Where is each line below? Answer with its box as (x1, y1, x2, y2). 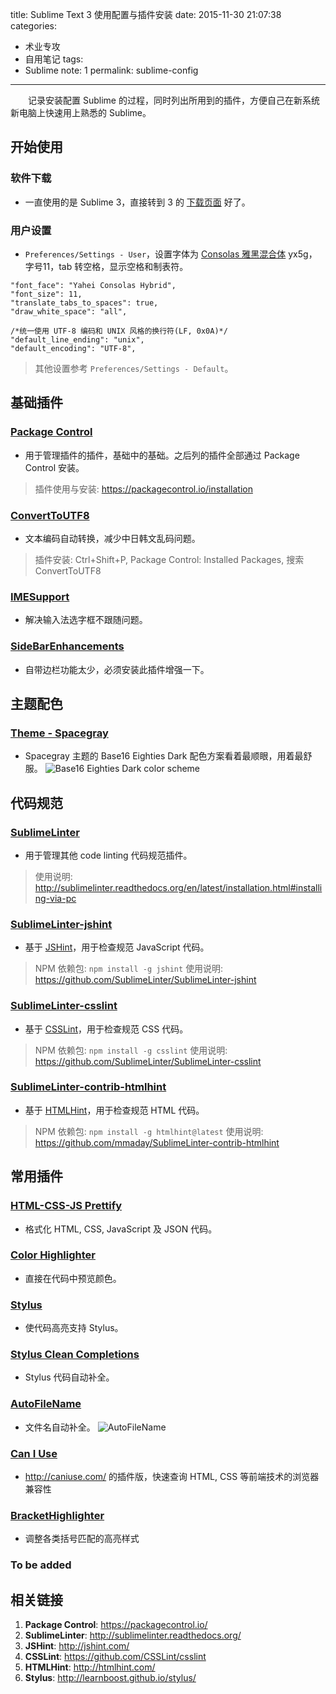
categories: (10, 20, 57, 32)
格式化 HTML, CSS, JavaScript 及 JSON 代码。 (24, 1223, 218, 1235)
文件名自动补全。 (24, 1421, 96, 1433)
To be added (10, 1558, 72, 1572)
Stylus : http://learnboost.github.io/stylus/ (24, 1672, 197, 1684)
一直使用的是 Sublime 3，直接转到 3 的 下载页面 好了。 (24, 196, 251, 208)
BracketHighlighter (10, 1508, 105, 1522)
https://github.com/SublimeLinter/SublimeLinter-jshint (34, 974, 257, 986)
